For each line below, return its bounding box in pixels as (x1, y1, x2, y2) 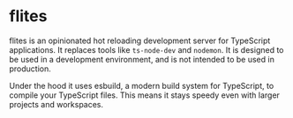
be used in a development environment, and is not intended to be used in (9, 54, 275, 64)
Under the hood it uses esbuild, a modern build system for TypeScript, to (9, 80, 274, 91)
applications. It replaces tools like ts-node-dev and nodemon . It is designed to (9, 44, 284, 55)
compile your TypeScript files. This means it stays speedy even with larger (9, 90, 281, 100)
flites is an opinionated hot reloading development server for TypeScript (9, 35, 271, 46)
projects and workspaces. (9, 99, 104, 109)
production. (9, 63, 51, 74)
